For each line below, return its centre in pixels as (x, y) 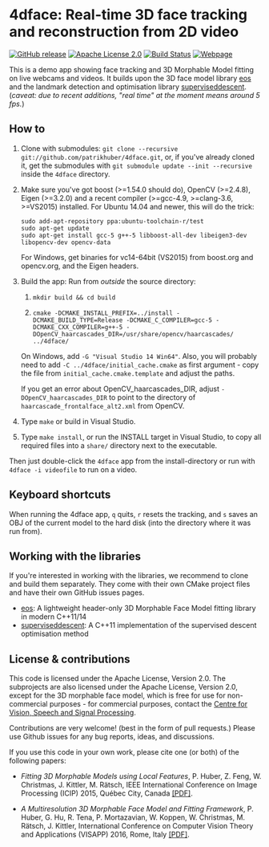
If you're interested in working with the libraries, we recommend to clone (129, 576)
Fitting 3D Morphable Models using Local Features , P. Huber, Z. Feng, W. (141, 776)
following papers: (38, 761)
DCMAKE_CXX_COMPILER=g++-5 (78, 327)
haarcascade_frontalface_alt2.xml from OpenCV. (102, 405)
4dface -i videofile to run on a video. (73, 469)
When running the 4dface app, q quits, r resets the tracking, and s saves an (134, 514)
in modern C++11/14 (54, 617)
